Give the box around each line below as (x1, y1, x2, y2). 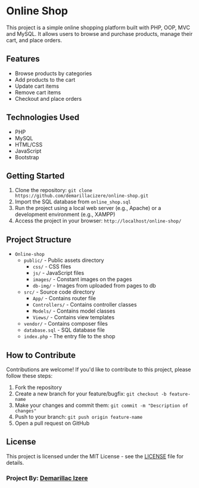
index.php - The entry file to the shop (23, 333, 116, 340)
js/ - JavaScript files (32, 270, 85, 277)
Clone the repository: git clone (14, 187, 92, 194)
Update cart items (14, 82, 60, 89)
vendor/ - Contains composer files (23, 320, 108, 328)
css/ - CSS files (32, 263, 71, 270)
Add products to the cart (14, 76, 76, 83)
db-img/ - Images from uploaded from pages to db (32, 282, 156, 289)
